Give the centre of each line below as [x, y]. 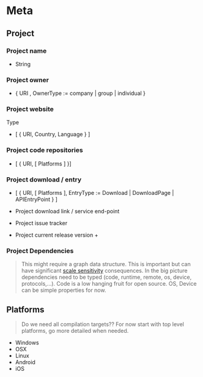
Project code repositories [45, 150]
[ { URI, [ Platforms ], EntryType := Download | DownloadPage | [94, 193]
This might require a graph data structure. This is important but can [106, 264]
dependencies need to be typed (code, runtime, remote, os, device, [106, 277]
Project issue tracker [41, 223]
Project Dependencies [40, 251]
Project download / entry [44, 180]
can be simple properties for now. [64, 290]
